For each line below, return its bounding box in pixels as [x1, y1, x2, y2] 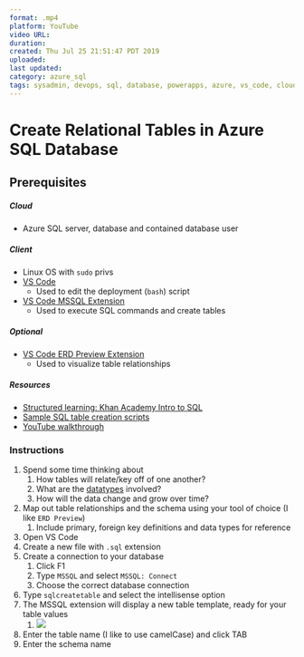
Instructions [9, 444, 65, 456]
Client [9, 244, 33, 255]
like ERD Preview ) [22, 513, 86, 524]
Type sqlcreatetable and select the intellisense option [22, 590, 226, 601]
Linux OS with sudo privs [22, 266, 114, 277]
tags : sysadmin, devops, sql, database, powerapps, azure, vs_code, [9, 81, 273, 90]
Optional [9, 325, 43, 336]
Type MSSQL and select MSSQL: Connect [35, 570, 178, 581]
